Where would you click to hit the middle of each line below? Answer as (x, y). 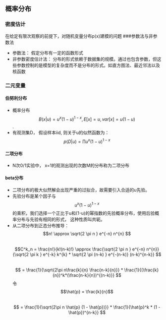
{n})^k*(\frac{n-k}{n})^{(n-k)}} (84, 275)
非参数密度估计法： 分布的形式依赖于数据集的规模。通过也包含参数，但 (84, 59)
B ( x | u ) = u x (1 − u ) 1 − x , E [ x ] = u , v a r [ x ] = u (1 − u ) (87, 119)
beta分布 (14, 178)
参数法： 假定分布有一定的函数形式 (48, 53)
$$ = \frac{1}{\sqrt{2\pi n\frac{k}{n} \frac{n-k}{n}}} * (69, 270)
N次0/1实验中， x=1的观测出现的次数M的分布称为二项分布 (71, 166)
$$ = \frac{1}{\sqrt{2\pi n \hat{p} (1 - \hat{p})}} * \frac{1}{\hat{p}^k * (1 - (87, 307)
